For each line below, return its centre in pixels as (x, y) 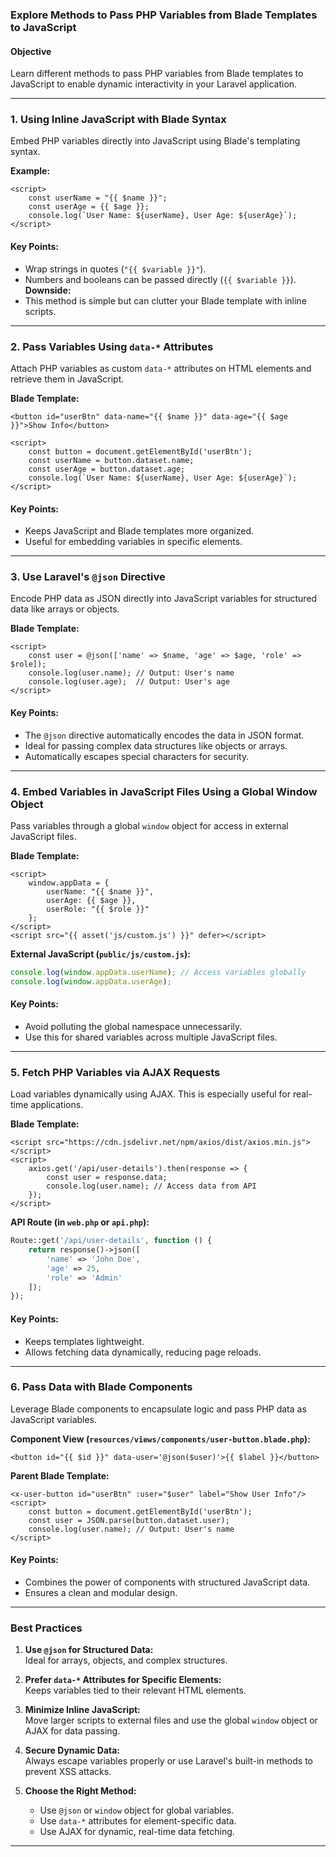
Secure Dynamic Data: (72, 1750)
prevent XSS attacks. (68, 1772)
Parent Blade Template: (60, 1475)
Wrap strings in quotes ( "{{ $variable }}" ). (115, 269)
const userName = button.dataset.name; (111, 460)
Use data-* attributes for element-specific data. (138, 1821)
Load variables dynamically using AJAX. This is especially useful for (150, 1094)
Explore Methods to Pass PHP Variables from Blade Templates (164, 15)
